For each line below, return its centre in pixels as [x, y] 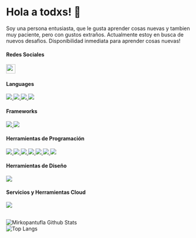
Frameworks [22, 111]
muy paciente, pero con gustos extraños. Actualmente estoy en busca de [95, 34]
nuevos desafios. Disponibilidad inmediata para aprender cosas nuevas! [93, 41]
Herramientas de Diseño [36, 166]
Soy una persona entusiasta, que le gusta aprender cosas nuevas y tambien [98, 28]
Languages [20, 84]
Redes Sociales [25, 54]
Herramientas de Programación [45, 138]
